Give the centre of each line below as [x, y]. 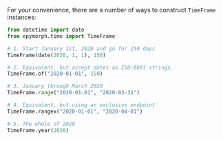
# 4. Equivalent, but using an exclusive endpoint [81, 105]
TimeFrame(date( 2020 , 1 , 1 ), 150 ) [57, 55]
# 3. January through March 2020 [55, 86]
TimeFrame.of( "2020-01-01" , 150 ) [55, 74]
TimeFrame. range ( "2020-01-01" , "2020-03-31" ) [73, 93]
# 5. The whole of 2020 [41, 124]
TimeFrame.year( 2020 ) [38, 130]
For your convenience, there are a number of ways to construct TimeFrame [111, 10]
